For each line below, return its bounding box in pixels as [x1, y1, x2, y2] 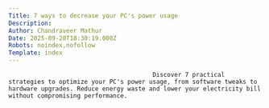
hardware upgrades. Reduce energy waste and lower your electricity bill [8, 85, 262, 93]
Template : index [8, 49, 63, 57]
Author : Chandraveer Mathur [8, 26, 103, 34]
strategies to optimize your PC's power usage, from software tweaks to [8, 78, 258, 86]
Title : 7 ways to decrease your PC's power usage [8, 11, 179, 20]
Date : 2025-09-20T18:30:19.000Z [8, 34, 117, 42]
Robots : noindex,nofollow [8, 42, 95, 50]
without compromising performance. [8, 92, 128, 100]
